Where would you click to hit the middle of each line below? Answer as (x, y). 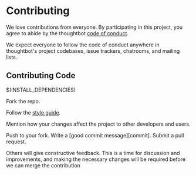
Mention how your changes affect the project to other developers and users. (98, 124)
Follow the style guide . (33, 112)
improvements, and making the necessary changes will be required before (96, 159)
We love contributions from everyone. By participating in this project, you (94, 27)
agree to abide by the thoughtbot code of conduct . (67, 33)
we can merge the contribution (43, 165)
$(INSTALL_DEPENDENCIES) (41, 90)
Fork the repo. (23, 101)
